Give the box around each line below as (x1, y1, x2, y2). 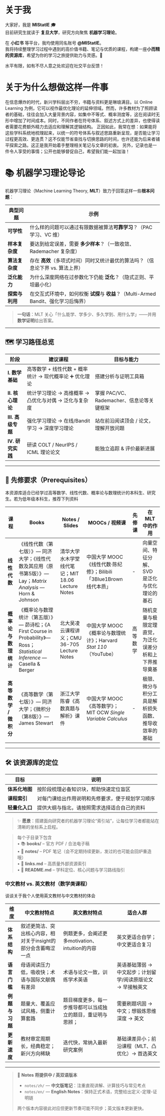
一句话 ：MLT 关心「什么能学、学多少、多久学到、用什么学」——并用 (17, 311, 156, 317)
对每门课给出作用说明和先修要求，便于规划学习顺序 (37, 795, 156, 802)
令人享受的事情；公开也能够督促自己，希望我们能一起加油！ (9, 148, 130, 154)
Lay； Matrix (19, 578, 47, 585)
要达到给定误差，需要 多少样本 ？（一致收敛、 (29, 240, 135, 247)
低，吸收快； (20, 969, 51, 976)
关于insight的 (25, 937, 56, 944)
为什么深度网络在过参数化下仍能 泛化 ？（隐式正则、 (29, 274, 149, 280)
